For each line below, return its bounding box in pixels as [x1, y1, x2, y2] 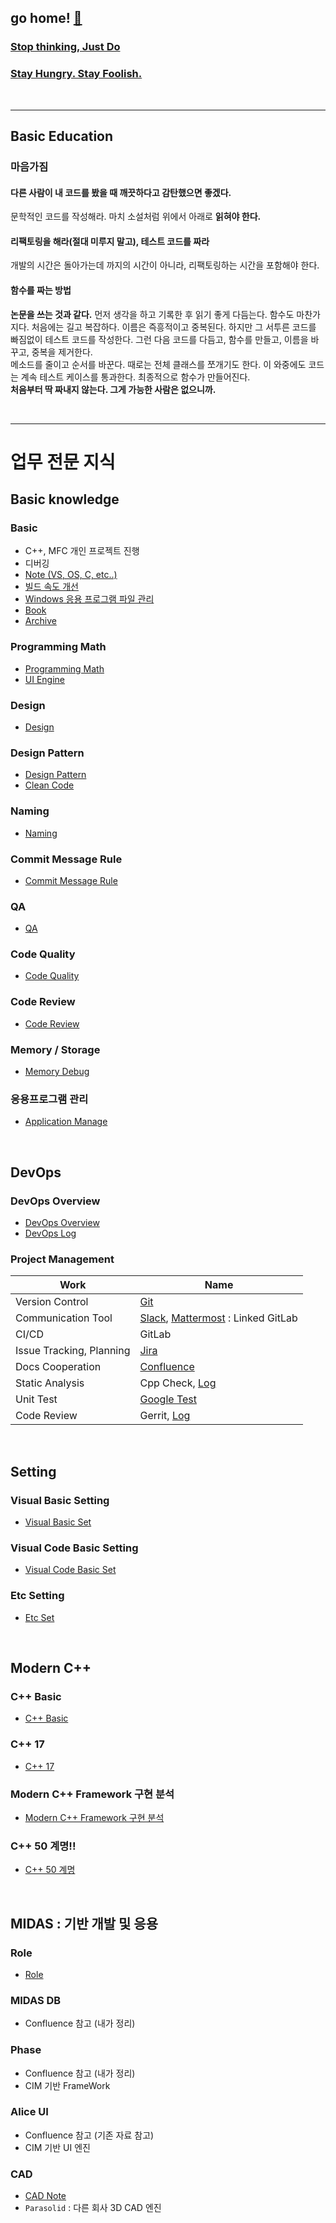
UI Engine [24, 673, 66, 685]
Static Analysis [15, 1376, 85, 1390]
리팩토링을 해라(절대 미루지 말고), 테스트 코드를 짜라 [10, 235, 210, 247]
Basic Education [10, 128, 114, 145]
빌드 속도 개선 [24, 581, 79, 593]
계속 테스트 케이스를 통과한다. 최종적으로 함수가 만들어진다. [20, 371, 251, 383]
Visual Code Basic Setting [10, 1541, 139, 1555]
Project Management [10, 1252, 115, 1266]
